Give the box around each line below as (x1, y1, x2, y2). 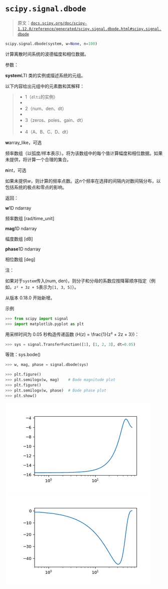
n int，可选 (5, 167, 27, 173)
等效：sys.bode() (5, 352, 41, 358)
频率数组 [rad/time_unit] (5, 215, 55, 221)
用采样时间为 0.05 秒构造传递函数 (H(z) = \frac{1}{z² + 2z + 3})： (5, 331, 139, 337)
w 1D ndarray (5, 205, 32, 211)
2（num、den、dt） (25, 105, 67, 111)
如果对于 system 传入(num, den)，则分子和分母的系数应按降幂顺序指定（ (5, 278, 151, 284)
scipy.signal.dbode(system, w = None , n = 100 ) (5, 41, 98, 46)
